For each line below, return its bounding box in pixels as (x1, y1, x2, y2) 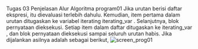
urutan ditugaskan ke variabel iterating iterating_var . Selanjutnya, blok (6, 18, 179, 24)
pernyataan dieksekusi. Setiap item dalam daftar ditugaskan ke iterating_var (6, 24, 193, 31)
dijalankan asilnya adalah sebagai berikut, (6, 37, 109, 43)
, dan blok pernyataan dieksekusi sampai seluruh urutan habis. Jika (6, 30, 172, 37)
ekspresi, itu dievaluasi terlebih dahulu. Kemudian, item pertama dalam (6, 11, 181, 18)
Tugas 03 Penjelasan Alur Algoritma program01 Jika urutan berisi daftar (6, 5, 182, 12)
